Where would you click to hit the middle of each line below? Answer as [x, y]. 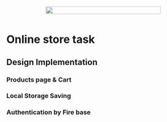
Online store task [51, 40]
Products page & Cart [39, 80]
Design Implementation [52, 62]
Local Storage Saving [39, 96]
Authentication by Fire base [49, 112]
